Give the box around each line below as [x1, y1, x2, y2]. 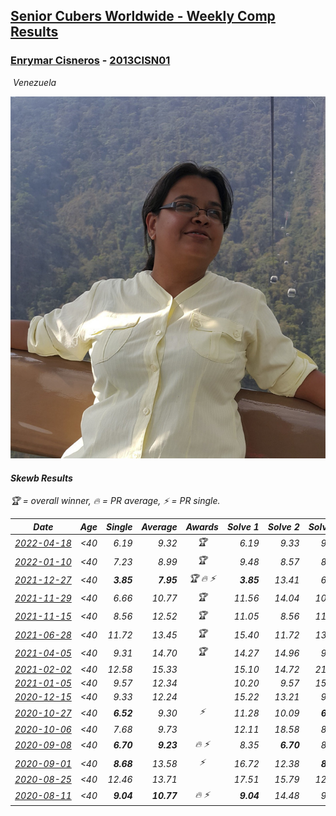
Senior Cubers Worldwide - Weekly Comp [10, 8, 276, 25]
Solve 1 [226, 520, 260, 533]
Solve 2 [267, 520, 300, 533]
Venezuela [12, 76, 57, 88]
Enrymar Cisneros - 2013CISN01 [10, 54, 171, 68]
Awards [185, 520, 219, 533]
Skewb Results [10, 472, 73, 484]
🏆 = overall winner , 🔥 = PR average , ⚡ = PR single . [10, 495, 221, 507]
